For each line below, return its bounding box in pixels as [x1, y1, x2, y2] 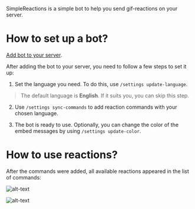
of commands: [6, 174, 41, 181]
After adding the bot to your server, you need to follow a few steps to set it [6, 63, 187, 70]
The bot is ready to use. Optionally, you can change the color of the [14, 121, 179, 128]
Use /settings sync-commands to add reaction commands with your [14, 103, 177, 110]
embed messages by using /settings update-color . [14, 127, 141, 135]
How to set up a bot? [6, 32, 108, 45]
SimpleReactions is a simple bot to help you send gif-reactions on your [6, 5, 178, 12]
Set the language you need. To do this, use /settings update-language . [14, 80, 188, 87]
